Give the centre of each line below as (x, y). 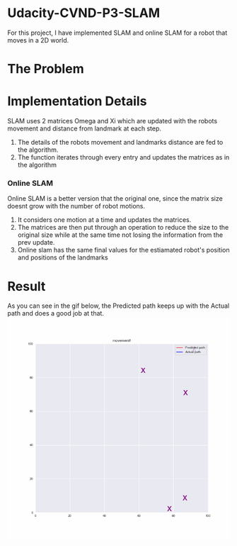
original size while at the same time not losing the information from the (120, 235)
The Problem (46, 69)
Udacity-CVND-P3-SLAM (84, 13)
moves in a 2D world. (38, 40)
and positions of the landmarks (63, 257)
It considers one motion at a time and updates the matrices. (104, 220)
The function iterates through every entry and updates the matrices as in (123, 157)
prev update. (36, 243)
